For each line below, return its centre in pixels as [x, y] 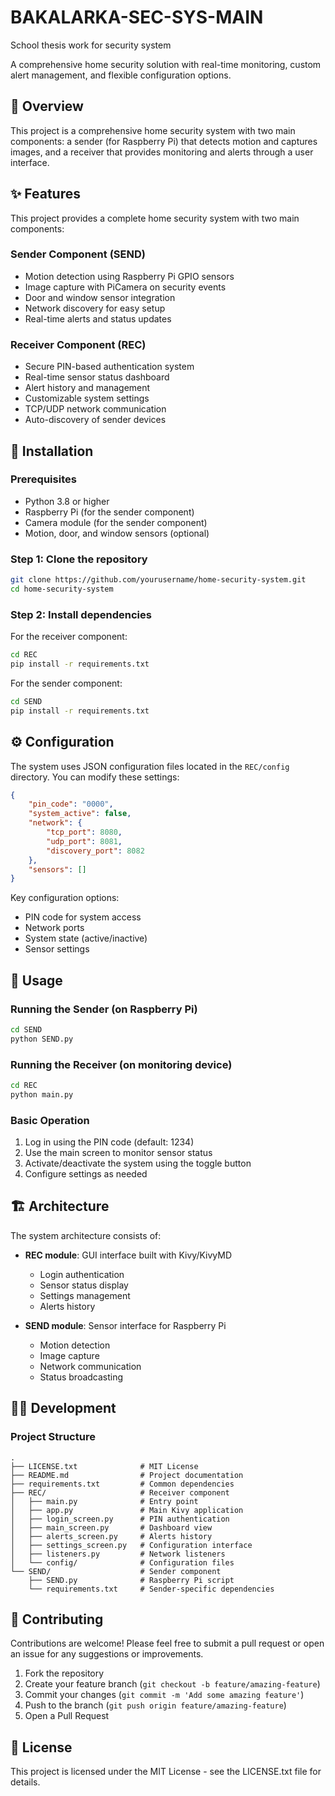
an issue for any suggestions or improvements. [107, 1654]
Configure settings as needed [86, 1174]
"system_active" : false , [80, 814]
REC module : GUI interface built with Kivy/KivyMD [128, 1255]
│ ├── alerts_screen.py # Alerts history [111, 1536]
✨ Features [45, 194]
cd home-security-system [62, 589]
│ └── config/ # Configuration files [122, 1562]
